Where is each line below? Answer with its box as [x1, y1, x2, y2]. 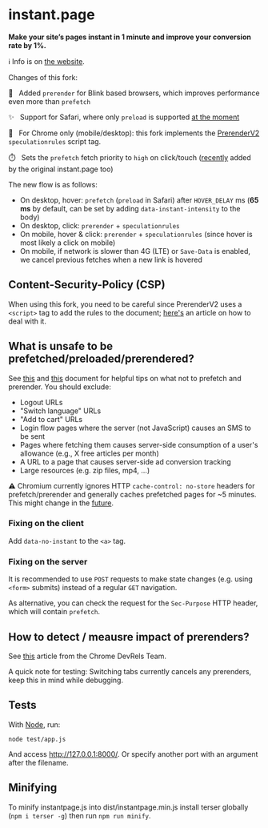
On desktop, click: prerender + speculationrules [19, 220, 180, 230]
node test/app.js [8, 735, 66, 743]
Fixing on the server [8, 556, 88, 567]
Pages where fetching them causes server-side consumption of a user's [19, 440, 258, 449]
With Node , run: [8, 719, 61, 730]
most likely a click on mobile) [19, 238, 116, 247]
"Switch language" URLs [19, 406, 102, 416]
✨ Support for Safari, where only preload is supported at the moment [8, 112, 240, 122]
